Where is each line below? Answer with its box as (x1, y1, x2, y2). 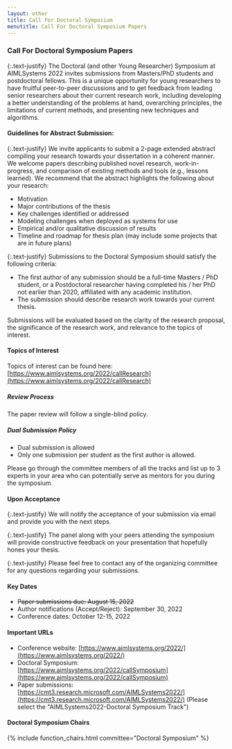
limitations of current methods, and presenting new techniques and (7, 105, 199, 114)
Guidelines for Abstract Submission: (7, 129, 114, 137)
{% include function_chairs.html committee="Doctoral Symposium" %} (7, 734, 209, 742)
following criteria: (7, 259, 57, 267)
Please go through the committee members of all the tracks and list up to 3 (7, 464, 221, 473)
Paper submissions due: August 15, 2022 (17, 597, 134, 606)
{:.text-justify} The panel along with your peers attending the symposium (7, 531, 215, 539)
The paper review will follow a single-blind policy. (7, 410, 148, 418)
